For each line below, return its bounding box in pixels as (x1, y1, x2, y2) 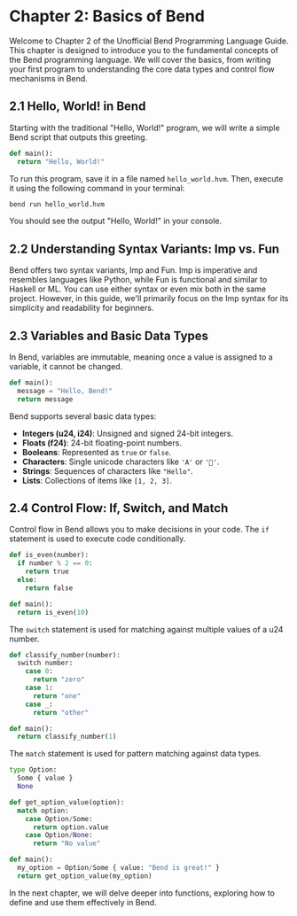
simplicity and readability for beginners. (9, 303, 154, 314)
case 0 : (25, 667, 53, 676)
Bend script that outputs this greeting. (9, 131, 148, 143)
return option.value (32, 822, 109, 832)
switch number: (17, 658, 74, 668)
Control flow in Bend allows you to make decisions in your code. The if (9, 524, 270, 535)
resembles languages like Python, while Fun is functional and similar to (9, 275, 268, 285)
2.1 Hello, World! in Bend (9, 99, 146, 114)
